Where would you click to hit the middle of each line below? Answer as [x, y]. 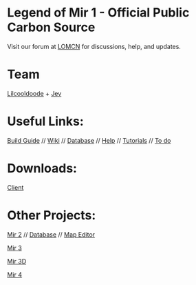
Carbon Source [51, 27]
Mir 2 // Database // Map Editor [51, 234]
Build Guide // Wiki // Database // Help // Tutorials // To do [89, 140]
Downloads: [42, 168]
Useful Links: [45, 121]
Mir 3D [17, 261]
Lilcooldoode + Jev [34, 93]
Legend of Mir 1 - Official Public [98, 13]
